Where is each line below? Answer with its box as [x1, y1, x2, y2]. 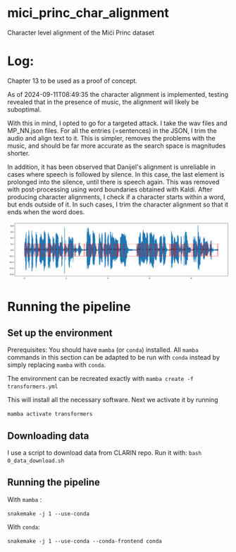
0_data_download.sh [7, 457, 65, 464]
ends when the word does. [7, 207, 85, 216]
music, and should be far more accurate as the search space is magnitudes [7, 141, 226, 150]
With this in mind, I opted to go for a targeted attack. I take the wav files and [7, 119, 228, 127]
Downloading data [7, 430, 89, 442]
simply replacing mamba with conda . [7, 360, 106, 369]
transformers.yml [7, 383, 58, 390]
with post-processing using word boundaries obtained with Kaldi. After [7, 185, 213, 194]
